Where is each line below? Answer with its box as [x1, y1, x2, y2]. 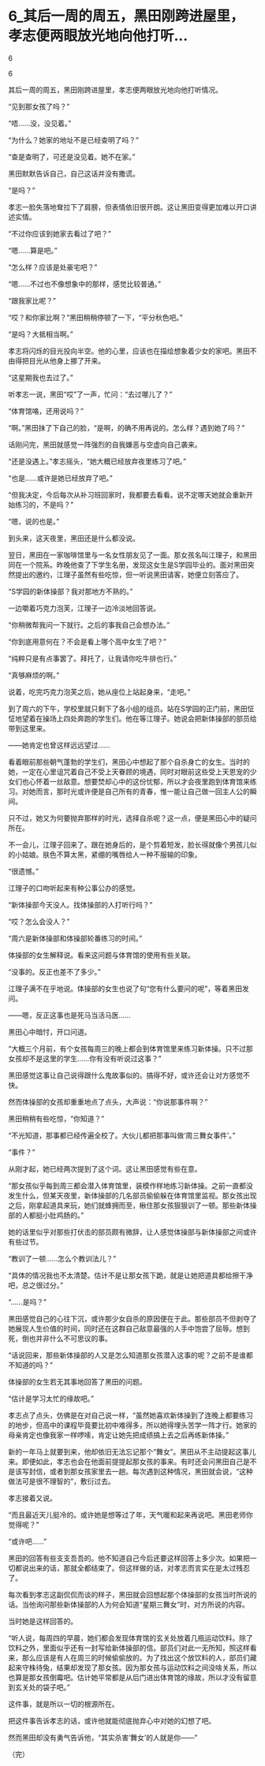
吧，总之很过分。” [8, 1280, 64, 1290]
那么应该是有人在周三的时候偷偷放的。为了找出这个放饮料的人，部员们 [21, 1652, 250, 1662]
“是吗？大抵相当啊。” [8, 329, 73, 339]
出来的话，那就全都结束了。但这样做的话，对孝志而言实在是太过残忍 [28, 1563, 250, 1573]
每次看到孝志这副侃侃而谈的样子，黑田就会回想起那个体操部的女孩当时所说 [8, 1589, 250, 1599]
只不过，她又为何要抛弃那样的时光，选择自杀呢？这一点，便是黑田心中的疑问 [8, 813, 257, 822]
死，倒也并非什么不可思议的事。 [8, 1333, 112, 1343]
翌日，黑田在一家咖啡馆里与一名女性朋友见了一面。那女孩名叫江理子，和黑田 [8, 550, 257, 560]
